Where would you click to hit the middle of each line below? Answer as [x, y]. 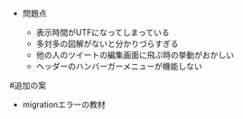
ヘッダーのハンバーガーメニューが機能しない [119, 66]
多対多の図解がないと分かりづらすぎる [107, 44]
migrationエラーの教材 [64, 105]
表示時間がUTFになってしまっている [103, 32]
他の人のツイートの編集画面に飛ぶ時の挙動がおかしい [135, 55]
